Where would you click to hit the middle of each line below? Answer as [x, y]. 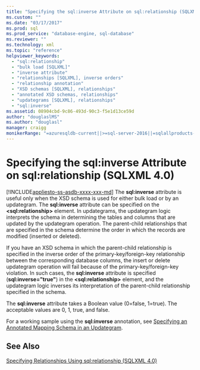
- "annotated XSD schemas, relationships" [65, 95]
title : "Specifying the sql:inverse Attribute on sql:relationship [92, 12]
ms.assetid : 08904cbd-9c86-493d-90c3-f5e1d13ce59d [70, 111]
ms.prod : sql [22, 28]
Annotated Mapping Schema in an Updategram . [65, 327]
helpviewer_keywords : [33, 56]
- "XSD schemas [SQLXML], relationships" [64, 89]
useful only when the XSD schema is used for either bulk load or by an [93, 198]
